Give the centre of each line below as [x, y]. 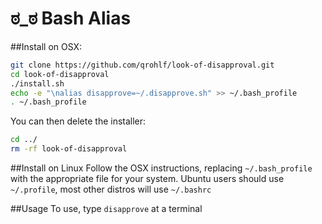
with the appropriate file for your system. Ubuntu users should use [147, 179]
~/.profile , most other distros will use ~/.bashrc [111, 189]
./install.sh [37, 83]
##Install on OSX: [46, 46]
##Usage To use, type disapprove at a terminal [106, 209]
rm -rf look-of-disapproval [69, 149]
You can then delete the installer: [78, 121]
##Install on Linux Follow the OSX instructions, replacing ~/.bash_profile [161, 168]
